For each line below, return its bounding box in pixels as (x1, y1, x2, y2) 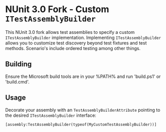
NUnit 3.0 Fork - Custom (5, 4, 109, 15)
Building (5, 60, 32, 69)
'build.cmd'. (5, 78, 30, 84)
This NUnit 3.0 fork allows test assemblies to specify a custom (5, 29, 135, 35)
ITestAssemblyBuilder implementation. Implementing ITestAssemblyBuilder (5, 34, 161, 40)
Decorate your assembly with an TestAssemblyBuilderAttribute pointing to (5, 107, 160, 113)
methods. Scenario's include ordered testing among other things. (5, 45, 141, 51)
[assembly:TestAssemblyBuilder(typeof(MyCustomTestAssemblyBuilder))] (5, 122, 157, 127)
